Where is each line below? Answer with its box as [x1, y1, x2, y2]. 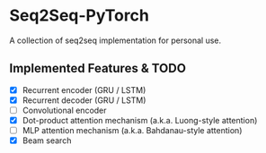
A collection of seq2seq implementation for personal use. [9, 35, 222, 46]
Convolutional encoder [22, 105, 107, 115]
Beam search [22, 135, 72, 146]
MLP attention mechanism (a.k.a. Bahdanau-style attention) [22, 125, 243, 135]
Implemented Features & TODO [9, 61, 187, 76]
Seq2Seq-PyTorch [9, 5, 150, 26]
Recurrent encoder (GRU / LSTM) [22, 84, 146, 95]
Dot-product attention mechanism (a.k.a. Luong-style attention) [22, 115, 258, 125]
